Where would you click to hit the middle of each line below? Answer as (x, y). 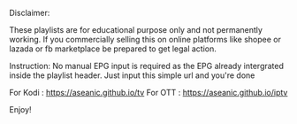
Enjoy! (21, 109)
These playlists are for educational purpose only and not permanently (136, 30)
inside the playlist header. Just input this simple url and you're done (132, 75)
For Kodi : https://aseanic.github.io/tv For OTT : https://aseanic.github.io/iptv (148, 93)
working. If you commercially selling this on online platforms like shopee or (145, 39)
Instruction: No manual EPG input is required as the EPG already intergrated (147, 66)
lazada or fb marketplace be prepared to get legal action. (113, 49)
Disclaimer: (30, 13)
